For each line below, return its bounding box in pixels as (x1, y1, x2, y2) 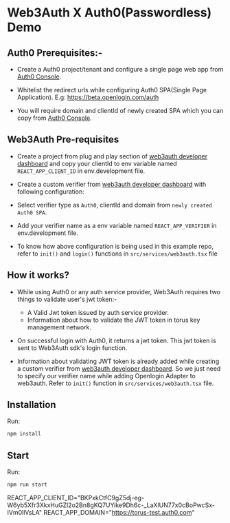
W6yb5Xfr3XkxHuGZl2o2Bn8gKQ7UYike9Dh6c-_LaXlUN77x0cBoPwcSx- (7, 501, 215, 509)
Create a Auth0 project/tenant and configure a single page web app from (16, 65, 224, 73)
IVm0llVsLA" (7, 509, 43, 516)
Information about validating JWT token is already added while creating (16, 357, 220, 365)
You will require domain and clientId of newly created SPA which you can (16, 107, 224, 114)
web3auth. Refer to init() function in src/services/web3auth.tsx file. (16, 379, 214, 387)
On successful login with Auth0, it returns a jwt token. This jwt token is (16, 336, 216, 345)
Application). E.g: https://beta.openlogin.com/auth (16, 93, 159, 101)
